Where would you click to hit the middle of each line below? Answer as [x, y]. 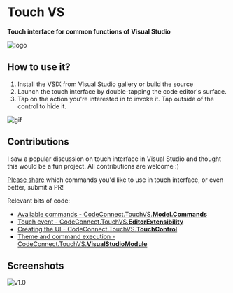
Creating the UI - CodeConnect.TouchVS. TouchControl [97, 229]
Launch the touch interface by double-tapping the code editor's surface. [122, 91]
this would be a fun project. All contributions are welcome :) [93, 166]
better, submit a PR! [36, 187]
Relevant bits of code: [39, 201]
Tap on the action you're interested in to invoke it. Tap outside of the [116, 99]
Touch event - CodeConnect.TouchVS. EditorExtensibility [100, 222]
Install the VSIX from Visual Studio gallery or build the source [105, 84]
